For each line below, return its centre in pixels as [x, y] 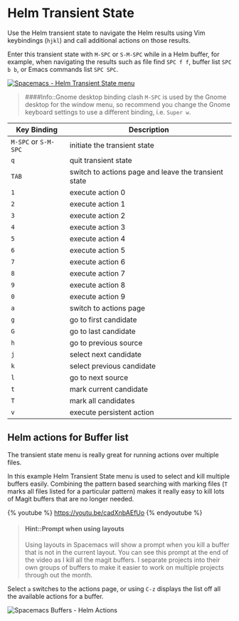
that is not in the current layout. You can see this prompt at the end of [127, 552]
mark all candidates [102, 400]
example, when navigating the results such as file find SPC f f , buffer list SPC [119, 61]
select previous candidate [113, 366]
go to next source [99, 377]
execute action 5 [97, 250]
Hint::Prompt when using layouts [74, 529]
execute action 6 [97, 261]
